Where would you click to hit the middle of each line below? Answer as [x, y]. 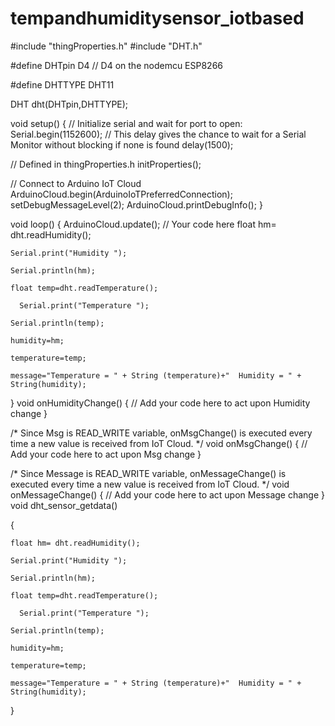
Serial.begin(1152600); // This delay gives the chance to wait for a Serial [158, 134]
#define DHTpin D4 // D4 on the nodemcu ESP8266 [117, 65]
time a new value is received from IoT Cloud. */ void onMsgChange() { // [159, 443]
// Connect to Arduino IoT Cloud [76, 183]
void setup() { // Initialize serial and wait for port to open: [126, 123]
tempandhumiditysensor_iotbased [157, 18]
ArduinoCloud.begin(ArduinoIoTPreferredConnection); [121, 194]
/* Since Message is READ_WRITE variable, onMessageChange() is [148, 473]
